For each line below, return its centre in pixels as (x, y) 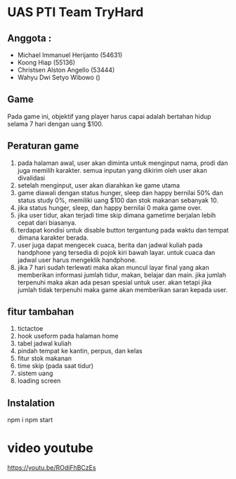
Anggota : (29, 38)
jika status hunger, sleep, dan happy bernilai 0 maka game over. (110, 207)
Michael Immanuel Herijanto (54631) (70, 55)
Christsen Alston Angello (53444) (66, 70)
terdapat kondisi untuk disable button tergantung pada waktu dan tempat (123, 230)
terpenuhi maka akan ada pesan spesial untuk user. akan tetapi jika (114, 282)
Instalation (31, 403)
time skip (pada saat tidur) (55, 366)
